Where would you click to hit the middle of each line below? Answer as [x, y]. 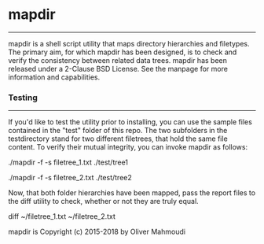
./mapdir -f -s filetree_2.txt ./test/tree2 [70, 178]
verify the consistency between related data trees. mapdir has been [118, 60]
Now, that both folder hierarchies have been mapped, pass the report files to [132, 193]
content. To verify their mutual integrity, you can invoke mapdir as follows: [128, 147]
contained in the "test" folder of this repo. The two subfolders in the [118, 131]
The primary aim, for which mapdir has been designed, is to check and [123, 52]
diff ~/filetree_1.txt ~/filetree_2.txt [62, 216]
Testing [23, 98]
